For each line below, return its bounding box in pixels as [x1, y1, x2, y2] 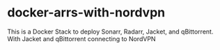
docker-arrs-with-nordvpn [7, 5, 166, 21]
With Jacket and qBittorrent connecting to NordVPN [7, 34, 156, 42]
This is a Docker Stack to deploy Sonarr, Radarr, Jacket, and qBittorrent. [7, 27, 214, 36]
